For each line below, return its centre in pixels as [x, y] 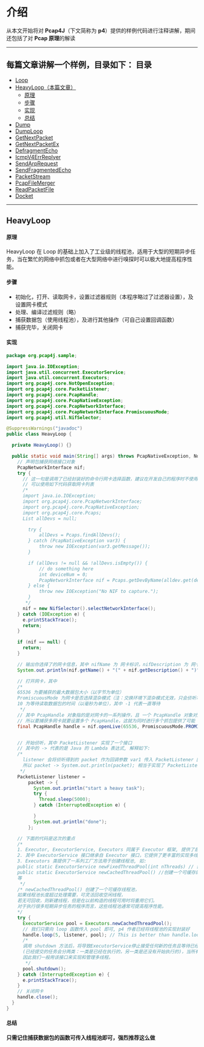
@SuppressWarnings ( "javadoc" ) [45, 428]
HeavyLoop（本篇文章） [46, 87]
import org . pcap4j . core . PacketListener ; [58, 389]
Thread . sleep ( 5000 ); [65, 800]
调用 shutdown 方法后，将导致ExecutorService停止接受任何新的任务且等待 [106, 946]
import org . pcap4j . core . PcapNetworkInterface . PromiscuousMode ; [88, 412]
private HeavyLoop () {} [42, 445]
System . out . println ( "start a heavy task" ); [89, 788]
